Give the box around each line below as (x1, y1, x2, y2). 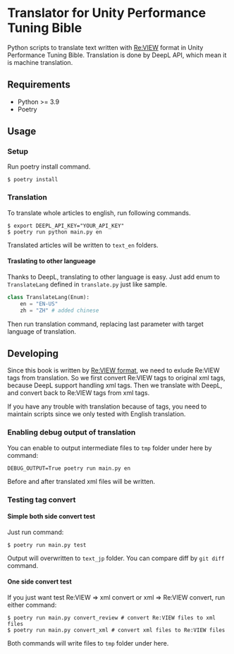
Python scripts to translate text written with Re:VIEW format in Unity (7, 43, 204, 52)
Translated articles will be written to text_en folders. (7, 241, 159, 249)
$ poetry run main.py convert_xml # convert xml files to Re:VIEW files (7, 626, 226, 634)
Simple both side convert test (7, 512, 96, 521)
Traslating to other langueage (7, 257, 97, 265)
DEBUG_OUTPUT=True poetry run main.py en (7, 464, 131, 472)
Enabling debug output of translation (7, 428, 136, 437)
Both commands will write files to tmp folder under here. (7, 639, 169, 647)
